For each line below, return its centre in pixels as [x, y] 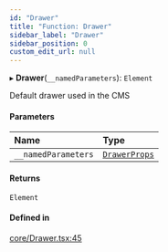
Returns [25, 178]
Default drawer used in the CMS [70, 96]
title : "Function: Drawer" [61, 26]
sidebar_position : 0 [49, 43]
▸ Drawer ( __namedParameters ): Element [81, 78]
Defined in [30, 218]
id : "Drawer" [34, 18]
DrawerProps [129, 155]
